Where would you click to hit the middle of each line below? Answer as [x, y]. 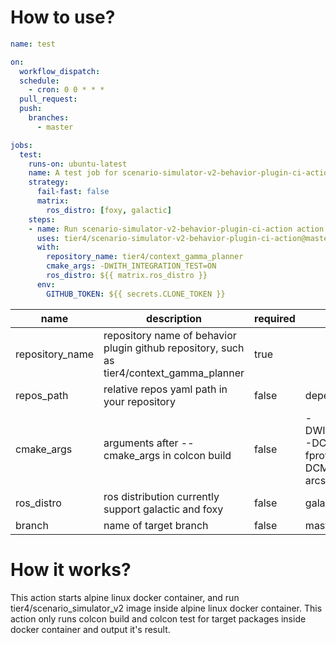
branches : [49, 118]
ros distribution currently [161, 496]
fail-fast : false [73, 192]
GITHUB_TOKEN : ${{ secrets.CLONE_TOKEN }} [136, 294]
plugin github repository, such [174, 348]
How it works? [71, 569]
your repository [139, 401]
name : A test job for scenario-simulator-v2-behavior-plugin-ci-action [180, 173]
